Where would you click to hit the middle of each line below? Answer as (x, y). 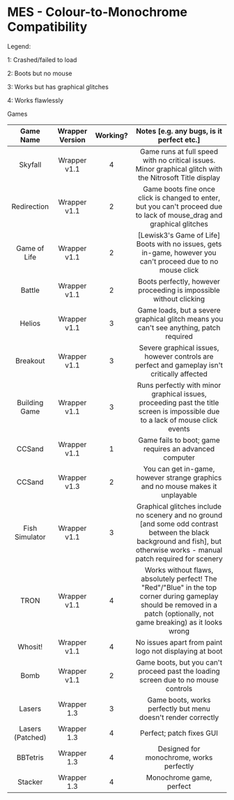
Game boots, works (179, 700)
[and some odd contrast (179, 524)
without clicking (179, 299)
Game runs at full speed (179, 151)
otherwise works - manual (179, 550)
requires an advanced (179, 448)
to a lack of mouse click (179, 420)
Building (30, 402)
